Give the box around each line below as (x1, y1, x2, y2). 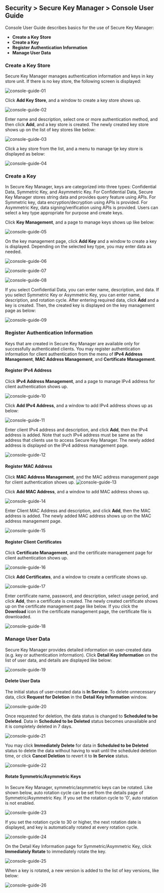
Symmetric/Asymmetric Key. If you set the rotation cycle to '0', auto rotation (5, 795, 158, 801)
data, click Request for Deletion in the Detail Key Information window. (5, 694, 148, 700)
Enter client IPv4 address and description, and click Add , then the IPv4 (5, 427, 148, 433)
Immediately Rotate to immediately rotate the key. (5, 848, 107, 855)
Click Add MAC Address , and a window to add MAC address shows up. (5, 489, 150, 495)
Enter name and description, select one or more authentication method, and (5, 116, 158, 122)
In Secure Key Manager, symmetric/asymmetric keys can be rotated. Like (5, 785, 153, 791)
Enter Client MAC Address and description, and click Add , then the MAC (5, 508, 151, 514)
